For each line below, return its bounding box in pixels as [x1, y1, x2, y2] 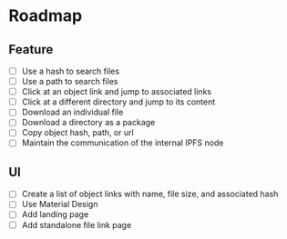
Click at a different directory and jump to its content [21, 96, 216, 107]
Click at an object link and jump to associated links [21, 86, 211, 97]
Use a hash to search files [21, 65, 120, 76]
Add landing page [21, 209, 89, 220]
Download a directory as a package [21, 117, 156, 128]
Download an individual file [21, 106, 124, 118]
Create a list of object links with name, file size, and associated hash [21, 188, 279, 200]
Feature [8, 42, 54, 57]
